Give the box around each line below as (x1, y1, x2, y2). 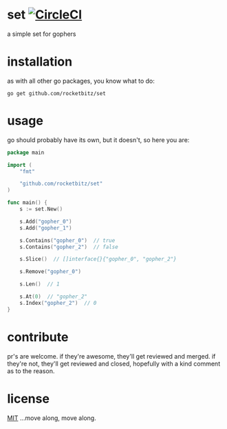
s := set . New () (19, 206, 63, 213)
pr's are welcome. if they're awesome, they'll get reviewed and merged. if (7, 352, 216, 360)
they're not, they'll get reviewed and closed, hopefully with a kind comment (7, 359, 221, 368)
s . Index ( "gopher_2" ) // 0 (19, 299, 97, 306)
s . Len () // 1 (19, 281, 60, 288)
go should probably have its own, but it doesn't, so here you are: (7, 135, 190, 144)
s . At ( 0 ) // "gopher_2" (19, 293, 88, 300)
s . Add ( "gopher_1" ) (19, 224, 72, 231)
